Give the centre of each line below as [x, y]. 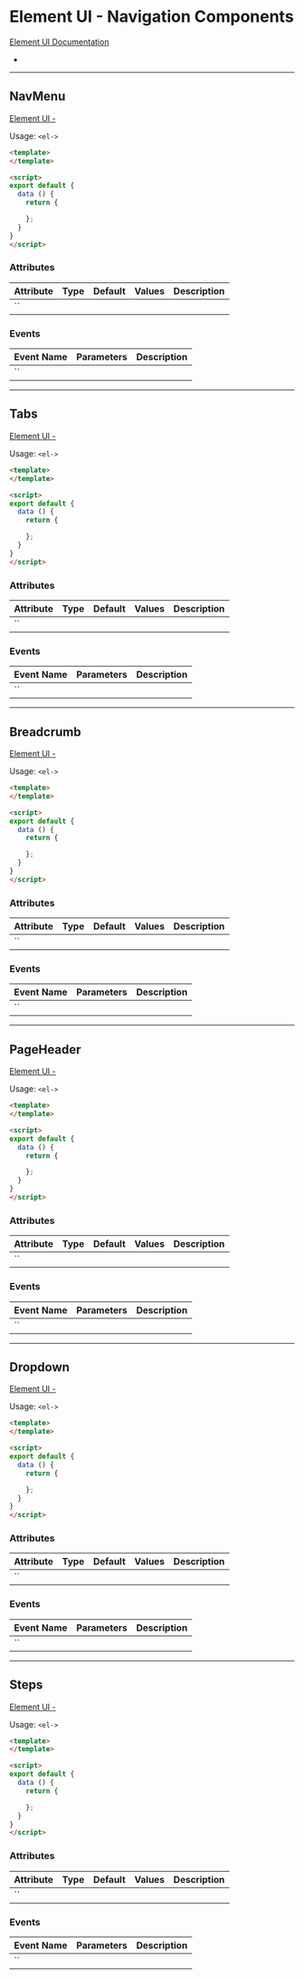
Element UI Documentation [59, 42]
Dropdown [40, 1367]
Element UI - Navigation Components [152, 17]
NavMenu [38, 97]
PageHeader [45, 1049]
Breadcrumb [45, 732]
